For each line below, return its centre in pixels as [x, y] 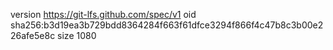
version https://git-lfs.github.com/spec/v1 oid [103, 14]
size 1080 [77, 35]
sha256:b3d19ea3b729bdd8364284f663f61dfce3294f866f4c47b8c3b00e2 [167, 25]
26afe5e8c [33, 35]
